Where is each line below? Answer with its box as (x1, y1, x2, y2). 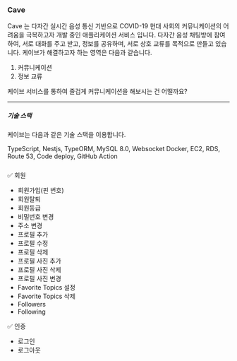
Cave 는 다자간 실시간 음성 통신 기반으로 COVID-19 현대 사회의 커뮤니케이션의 (7, 22, 222, 30)
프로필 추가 (17, 230, 49, 238)
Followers (17, 300, 46, 308)
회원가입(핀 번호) (17, 186, 65, 194)
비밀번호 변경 (17, 212, 54, 220)
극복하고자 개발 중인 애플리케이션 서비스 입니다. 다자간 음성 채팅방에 (25, 30, 213, 40)
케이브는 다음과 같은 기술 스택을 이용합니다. (7, 131, 126, 139)
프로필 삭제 (17, 247, 49, 256)
